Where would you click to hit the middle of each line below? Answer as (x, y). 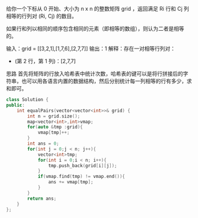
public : (16, 105)
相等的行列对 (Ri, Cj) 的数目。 (42, 16)
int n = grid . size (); (54, 116)
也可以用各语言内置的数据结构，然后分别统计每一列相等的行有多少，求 (107, 81)
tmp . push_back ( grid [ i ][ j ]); (82, 165)
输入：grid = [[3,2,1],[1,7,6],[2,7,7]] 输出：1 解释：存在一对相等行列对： (91, 48)
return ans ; (42, 199)
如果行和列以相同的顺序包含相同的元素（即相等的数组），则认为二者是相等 (95, 29)
